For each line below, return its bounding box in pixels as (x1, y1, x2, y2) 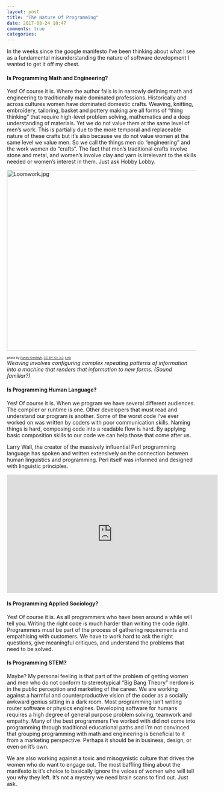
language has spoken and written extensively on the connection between (7, 449, 188, 457)
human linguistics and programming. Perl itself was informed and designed (7, 456, 193, 463)
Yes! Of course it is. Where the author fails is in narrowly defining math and (7, 88, 193, 95)
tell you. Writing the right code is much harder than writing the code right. (7, 620, 189, 627)
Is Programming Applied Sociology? (7, 600, 99, 607)
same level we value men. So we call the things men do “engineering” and (7, 139, 190, 146)
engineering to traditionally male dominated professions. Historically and (7, 94, 187, 101)
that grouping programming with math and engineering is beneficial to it (7, 730, 185, 737)
